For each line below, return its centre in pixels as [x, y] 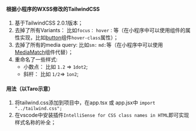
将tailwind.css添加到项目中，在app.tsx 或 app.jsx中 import [85, 103]
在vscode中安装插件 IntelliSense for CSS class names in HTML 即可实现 [102, 115]
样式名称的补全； [35, 122]
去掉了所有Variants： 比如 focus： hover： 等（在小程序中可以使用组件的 [100, 30]
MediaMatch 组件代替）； [44, 52]
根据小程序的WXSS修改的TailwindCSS [53, 9]
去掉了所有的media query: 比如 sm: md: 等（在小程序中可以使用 [89, 45]
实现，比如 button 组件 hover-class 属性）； [69, 37]
